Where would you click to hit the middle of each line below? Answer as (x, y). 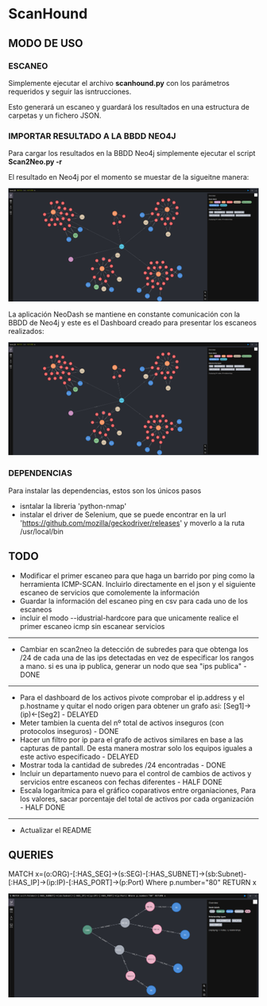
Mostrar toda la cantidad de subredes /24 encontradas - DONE (123, 765)
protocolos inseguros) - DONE (69, 731)
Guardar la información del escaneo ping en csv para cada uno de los (134, 600)
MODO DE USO (46, 43)
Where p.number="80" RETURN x (201, 883)
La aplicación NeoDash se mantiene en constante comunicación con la (124, 314)
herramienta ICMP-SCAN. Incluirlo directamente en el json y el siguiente (137, 584)
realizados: (26, 331)
